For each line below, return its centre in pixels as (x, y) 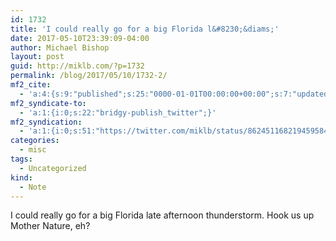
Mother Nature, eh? (50, 226)
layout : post (37, 57)
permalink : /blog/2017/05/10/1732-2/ (89, 76)
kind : (21, 177)
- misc (33, 150)
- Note (33, 187)
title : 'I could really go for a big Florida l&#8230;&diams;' (145, 29)
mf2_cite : (31, 85)
